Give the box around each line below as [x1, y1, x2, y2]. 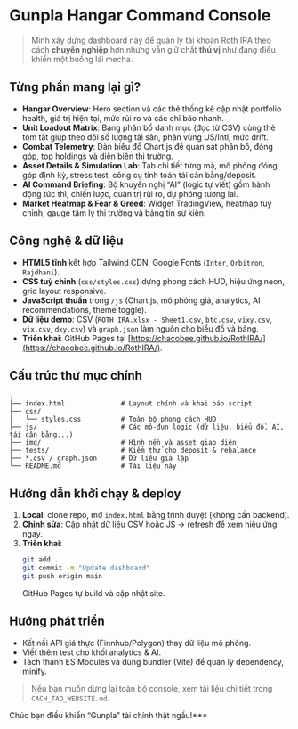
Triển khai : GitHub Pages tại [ [21, 332, 132, 343]
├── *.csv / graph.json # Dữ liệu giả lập [9, 454, 189, 463]
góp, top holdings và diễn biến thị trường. [21, 151, 173, 161]
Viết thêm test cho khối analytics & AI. [21, 647, 162, 658]
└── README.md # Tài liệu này [9, 462, 177, 471]
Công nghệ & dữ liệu [9, 233, 124, 249]
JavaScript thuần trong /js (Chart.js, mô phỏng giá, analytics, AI [21, 295, 261, 306]
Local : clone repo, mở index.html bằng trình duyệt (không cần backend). [21, 510, 290, 520]
